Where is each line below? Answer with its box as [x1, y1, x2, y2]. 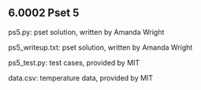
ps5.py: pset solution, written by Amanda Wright [8, 27, 165, 36]
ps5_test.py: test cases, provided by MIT [8, 58, 140, 67]
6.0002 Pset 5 [8, 6, 80, 20]
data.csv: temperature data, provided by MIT [8, 73, 154, 82]
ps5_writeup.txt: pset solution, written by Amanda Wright [8, 43, 193, 52]
